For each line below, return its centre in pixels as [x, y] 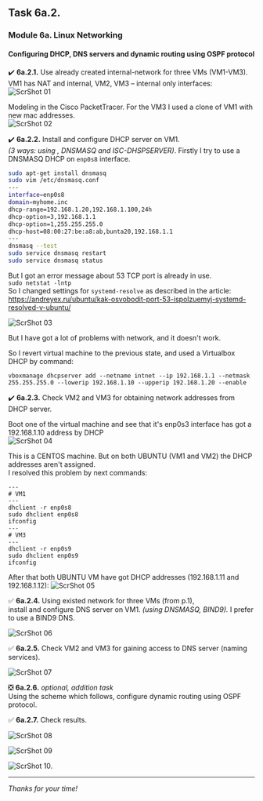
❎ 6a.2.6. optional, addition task [61, 687]
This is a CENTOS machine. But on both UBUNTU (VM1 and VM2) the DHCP [130, 456]
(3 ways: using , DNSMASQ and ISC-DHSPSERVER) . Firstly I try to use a [124, 150]
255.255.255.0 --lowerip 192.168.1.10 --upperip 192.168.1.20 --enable [127, 382]
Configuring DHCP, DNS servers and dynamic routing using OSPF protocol [131, 53]
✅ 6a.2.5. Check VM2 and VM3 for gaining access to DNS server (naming [128, 648]
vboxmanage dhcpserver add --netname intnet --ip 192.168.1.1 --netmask [129, 376]
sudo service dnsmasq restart [58, 253]
